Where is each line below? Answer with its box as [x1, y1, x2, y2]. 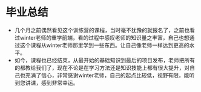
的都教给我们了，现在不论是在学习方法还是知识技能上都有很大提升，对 [14, 64, 190, 71]
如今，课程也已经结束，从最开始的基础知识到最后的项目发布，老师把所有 [14, 57, 195, 64]
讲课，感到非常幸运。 [25, 79, 79, 86]
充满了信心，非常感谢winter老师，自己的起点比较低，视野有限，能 [25, 72, 189, 79]
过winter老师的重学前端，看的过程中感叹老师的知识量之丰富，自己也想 [14, 34, 189, 41]
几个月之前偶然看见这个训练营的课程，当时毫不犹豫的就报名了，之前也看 [14, 26, 195, 34]
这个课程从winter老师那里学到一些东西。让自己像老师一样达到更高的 [19, 41, 189, 49]
